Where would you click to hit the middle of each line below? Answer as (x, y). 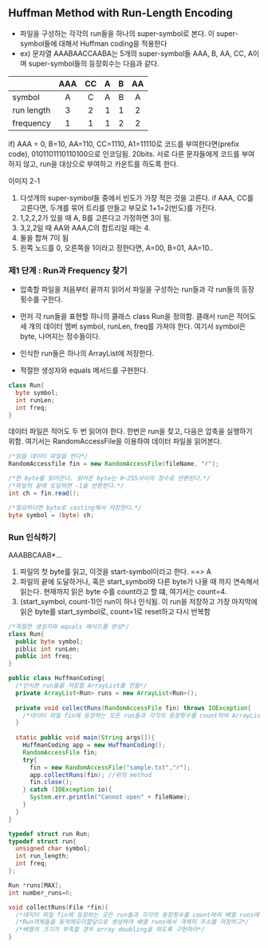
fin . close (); (51, 783)
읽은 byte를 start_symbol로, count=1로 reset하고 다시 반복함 (115, 611)
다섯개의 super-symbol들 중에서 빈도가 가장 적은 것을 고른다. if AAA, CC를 (136, 197)
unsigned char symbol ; (53, 849)
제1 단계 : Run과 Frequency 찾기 (68, 270)
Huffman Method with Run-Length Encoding (120, 13)
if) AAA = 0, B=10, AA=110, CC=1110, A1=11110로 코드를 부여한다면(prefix (124, 144)
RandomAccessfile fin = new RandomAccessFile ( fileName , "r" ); (114, 464)
